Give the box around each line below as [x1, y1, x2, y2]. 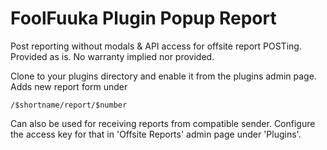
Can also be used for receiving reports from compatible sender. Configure [10, 117, 316, 129]
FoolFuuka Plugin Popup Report [10, 7, 277, 30]
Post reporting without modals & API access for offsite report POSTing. [10, 40, 302, 52]
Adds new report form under [10, 80, 128, 92]
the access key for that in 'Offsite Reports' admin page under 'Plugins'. [10, 128, 302, 140]
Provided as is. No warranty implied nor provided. [10, 50, 215, 62]
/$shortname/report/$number [10, 100, 128, 110]
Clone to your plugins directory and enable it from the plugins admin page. [10, 70, 317, 82]
